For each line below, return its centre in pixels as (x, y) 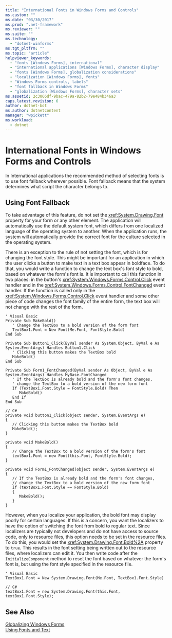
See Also (20, 612)
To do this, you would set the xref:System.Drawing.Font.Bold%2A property (84, 542)
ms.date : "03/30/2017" (30, 20)
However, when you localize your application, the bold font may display (81, 515)
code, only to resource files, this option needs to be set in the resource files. (86, 537)
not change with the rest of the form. (44, 307)
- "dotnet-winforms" (32, 44)
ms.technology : (22, 39)
